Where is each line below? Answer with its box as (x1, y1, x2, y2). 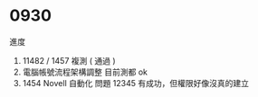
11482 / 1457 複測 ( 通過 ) (22, 55, 116, 66)
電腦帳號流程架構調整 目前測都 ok (22, 66, 148, 77)
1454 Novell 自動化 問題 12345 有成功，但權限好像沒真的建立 (22, 77, 250, 88)
